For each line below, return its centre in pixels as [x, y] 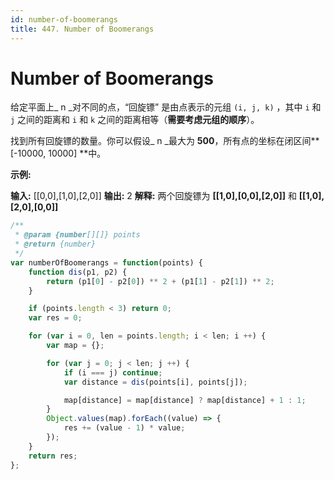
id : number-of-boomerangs [64, 19]
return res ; [53, 456]
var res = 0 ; [55, 318]
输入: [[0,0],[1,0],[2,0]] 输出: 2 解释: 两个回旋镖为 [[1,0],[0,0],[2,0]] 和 [153, 196]
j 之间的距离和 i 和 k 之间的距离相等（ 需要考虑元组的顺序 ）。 [135, 120]
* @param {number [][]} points [77, 235]
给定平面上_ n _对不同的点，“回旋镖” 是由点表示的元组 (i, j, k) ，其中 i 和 [166, 107]
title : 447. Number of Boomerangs [82, 29]
